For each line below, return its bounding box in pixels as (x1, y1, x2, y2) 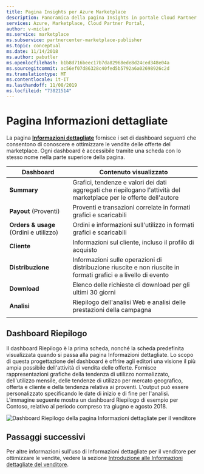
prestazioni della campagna (72, 305, 152, 314)
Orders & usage (9, 220, 56, 229)
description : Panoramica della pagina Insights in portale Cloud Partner (6, 15, 197, 21)
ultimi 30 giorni (72, 288, 116, 296)
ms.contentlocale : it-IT (6, 76, 69, 83)
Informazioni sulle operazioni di (72, 256, 162, 264)
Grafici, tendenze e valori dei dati (72, 178, 167, 186)
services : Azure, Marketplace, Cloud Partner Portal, (6, 20, 146, 26)
